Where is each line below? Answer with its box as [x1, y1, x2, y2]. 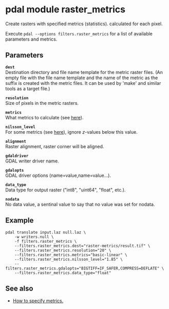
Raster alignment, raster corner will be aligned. [5, 143, 104, 150]
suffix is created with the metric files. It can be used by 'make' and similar [5, 80, 161, 86]
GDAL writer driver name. [5, 158, 59, 164]
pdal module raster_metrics [5, 4, 126, 15]
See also [5, 284, 33, 293]
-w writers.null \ [14, 234, 54, 240]
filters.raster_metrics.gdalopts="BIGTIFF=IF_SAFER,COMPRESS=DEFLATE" [5, 266, 160, 271]
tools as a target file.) [5, 85, 50, 92]
